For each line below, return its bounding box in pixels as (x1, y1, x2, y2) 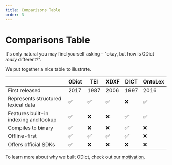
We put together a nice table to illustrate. (5, 66, 91, 72)
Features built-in (8, 110, 49, 117)
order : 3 (5, 12, 24, 17)
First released (8, 87, 41, 94)
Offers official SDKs (8, 141, 55, 148)
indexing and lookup (8, 116, 57, 123)
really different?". (5, 57, 42, 63)
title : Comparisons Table (5, 7, 60, 13)
